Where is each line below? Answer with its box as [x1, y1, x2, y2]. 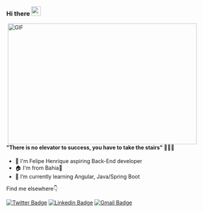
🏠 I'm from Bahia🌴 [14, 164, 63, 172]
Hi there [6, 9, 30, 18]
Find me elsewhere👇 [6, 185, 58, 192]
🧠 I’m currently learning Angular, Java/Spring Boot [14, 173, 140, 180]
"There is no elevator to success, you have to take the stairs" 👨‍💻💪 [6, 144, 175, 151]
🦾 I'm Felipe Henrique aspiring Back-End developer [14, 157, 143, 164]
